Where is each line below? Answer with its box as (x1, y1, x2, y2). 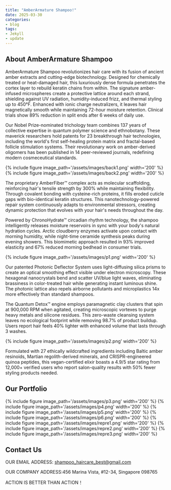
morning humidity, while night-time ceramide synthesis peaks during (5, 233, 150, 239)
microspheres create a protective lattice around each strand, (22, 90, 150, 96)
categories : (5, 17, 31, 22)
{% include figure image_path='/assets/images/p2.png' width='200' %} (5, 338, 157, 344)
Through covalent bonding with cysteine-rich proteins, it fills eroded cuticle (5, 190, 164, 197)
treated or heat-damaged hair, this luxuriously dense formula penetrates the (5, 79, 165, 85)
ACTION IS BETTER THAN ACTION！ (5, 479, 83, 486)
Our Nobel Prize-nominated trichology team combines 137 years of (5, 122, 147, 128)
